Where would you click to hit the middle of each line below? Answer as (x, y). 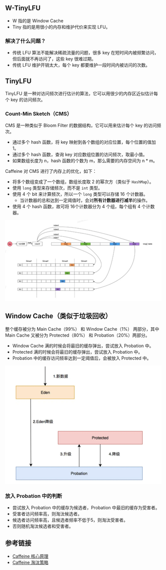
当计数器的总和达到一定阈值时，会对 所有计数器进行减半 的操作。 (85, 201)
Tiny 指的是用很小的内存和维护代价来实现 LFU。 (61, 27)
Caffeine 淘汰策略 (30, 562)
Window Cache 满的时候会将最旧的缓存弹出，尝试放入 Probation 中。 (83, 346)
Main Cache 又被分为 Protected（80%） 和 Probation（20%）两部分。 (78, 335)
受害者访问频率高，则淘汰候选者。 (47, 514)
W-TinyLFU (23, 8)
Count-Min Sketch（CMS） (39, 113)
